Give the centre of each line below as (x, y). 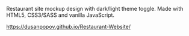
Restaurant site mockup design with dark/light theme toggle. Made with (95, 9)
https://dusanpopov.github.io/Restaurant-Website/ (69, 27)
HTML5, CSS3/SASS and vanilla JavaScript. (60, 15)
